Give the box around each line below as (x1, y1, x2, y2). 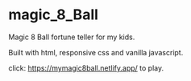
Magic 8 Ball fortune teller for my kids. (8, 32, 135, 42)
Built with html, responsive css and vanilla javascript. (8, 47, 184, 57)
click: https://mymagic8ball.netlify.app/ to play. (8, 63, 164, 73)
